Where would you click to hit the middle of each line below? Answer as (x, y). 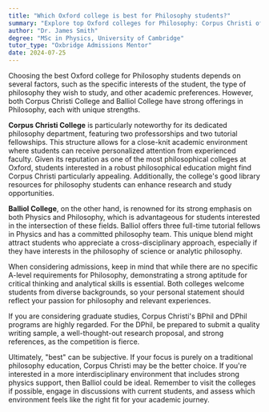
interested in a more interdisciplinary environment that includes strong (124, 374)
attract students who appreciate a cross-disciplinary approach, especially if (133, 242)
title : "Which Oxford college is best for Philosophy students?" (119, 16)
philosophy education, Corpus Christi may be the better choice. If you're (127, 366)
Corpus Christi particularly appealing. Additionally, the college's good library (134, 176)
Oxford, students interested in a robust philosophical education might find (130, 168)
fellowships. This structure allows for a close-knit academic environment (128, 142)
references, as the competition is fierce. (74, 342)
